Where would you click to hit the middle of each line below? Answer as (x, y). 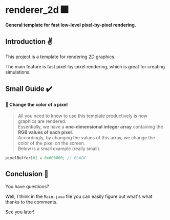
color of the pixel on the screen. (51, 143)
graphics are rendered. (42, 121)
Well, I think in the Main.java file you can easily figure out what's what (79, 196)
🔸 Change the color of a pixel (37, 104)
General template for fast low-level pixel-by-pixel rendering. (71, 25)
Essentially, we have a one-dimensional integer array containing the (90, 127)
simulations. (18, 72)
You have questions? (27, 186)
